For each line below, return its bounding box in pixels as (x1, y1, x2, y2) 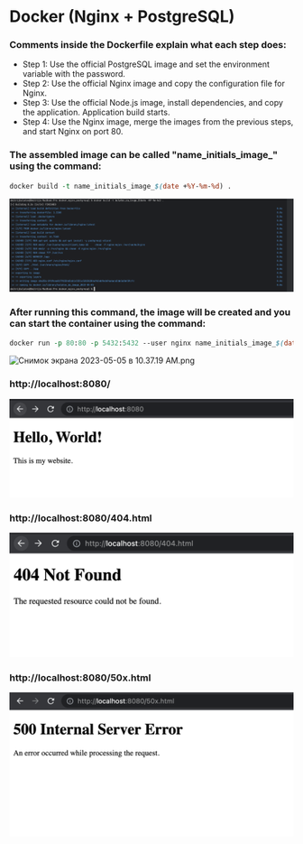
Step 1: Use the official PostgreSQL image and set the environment (22, 59, 271, 70)
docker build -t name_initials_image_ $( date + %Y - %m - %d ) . (9, 181, 232, 190)
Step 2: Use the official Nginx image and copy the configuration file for (22, 79, 286, 89)
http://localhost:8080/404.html (9, 512, 152, 524)
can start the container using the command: (9, 318, 207, 330)
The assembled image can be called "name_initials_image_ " (9, 149, 278, 162)
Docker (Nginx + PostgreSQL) (9, 6, 235, 27)
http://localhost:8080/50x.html (9, 671, 151, 683)
